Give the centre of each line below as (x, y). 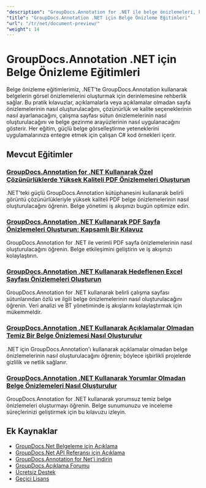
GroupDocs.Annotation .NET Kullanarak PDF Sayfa (83, 221)
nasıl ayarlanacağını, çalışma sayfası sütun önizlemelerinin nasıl (86, 116)
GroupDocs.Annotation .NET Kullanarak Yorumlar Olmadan (96, 378)
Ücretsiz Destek (36, 472)
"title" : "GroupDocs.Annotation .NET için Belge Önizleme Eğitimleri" (98, 18)
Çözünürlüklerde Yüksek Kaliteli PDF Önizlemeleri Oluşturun (98, 180)
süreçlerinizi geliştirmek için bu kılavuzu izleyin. (67, 412)
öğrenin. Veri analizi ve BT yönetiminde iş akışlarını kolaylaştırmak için (94, 306)
